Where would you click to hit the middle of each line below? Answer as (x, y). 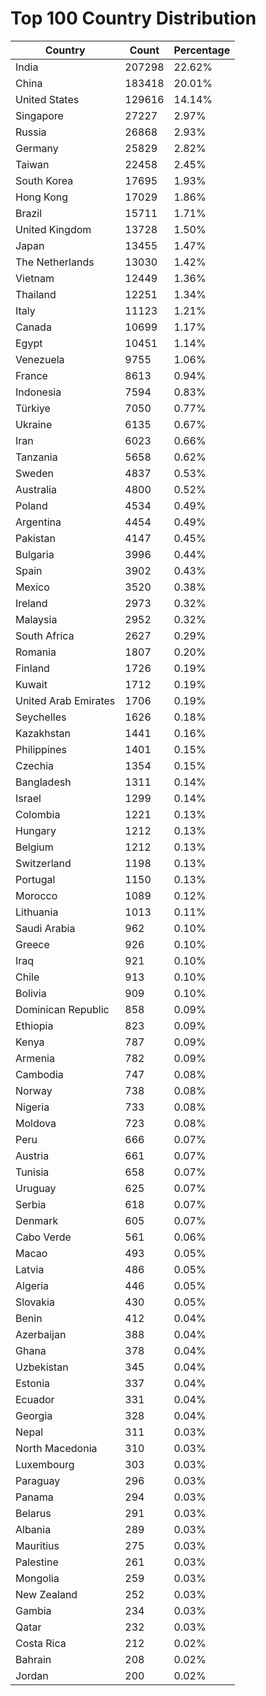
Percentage (202, 50)
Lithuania (37, 912)
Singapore (39, 115)
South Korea (44, 180)
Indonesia (38, 392)
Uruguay (36, 1188)
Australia (36, 489)
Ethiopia (34, 1025)
